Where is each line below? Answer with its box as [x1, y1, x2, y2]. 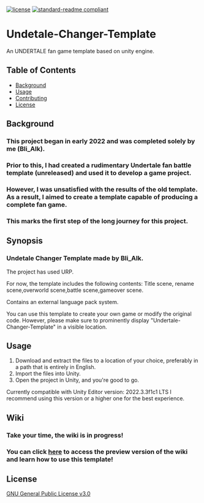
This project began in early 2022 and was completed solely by [6, 137, 195, 146]
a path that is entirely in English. [15, 363, 96, 371]
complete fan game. [6, 200, 67, 209]
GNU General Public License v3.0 [6, 490, 91, 497]
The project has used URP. [6, 268, 74, 275]
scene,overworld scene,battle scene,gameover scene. [6, 286, 144, 294]
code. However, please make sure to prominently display [6, 316, 149, 324]
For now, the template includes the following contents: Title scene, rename [6, 280, 194, 287]
